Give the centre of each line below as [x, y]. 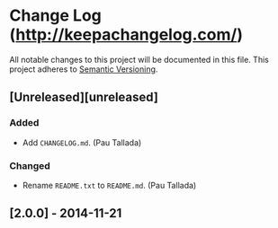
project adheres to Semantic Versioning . [84, 69]
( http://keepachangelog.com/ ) [126, 35]
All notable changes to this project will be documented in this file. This [139, 59]
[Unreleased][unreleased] [84, 97]
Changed [30, 165]
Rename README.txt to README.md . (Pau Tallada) [109, 185]
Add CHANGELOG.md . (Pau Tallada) [82, 142]
